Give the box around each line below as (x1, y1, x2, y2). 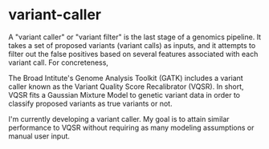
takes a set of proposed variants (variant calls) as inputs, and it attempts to (8, 40, 256, 50)
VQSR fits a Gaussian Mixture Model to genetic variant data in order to (8, 90, 241, 99)
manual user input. (8, 131, 71, 141)
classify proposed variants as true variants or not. (8, 99, 173, 108)
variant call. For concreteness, (8, 58, 108, 67)
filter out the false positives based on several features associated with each (8, 49, 259, 58)
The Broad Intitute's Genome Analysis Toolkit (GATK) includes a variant (8, 73, 243, 83)
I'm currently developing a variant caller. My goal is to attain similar (8, 114, 230, 123)
